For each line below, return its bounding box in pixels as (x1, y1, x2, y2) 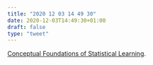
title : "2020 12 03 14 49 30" (7, 10, 97, 18)
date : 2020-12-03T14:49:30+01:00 (7, 17, 106, 24)
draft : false (7, 23, 46, 30)
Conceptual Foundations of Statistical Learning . (7, 49, 147, 58)
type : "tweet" (7, 30, 50, 37)
